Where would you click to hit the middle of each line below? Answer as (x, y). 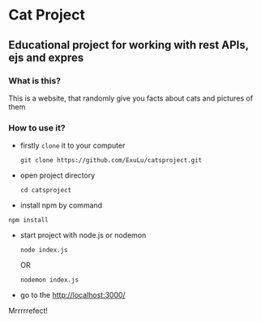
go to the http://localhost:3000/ (73, 295)
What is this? (34, 80)
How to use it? (37, 127)
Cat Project (47, 15)
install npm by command (61, 205)
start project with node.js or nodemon (83, 235)
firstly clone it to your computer (73, 146)
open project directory (58, 175)
